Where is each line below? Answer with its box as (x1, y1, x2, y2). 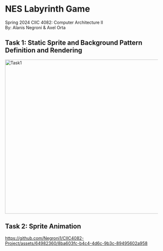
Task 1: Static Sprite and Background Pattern (5, 39, 143, 47)
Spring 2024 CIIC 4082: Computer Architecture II (5, 19, 103, 25)
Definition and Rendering (5, 46, 82, 54)
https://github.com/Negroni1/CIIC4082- (5, 235, 84, 241)
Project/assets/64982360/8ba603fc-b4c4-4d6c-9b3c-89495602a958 (5, 240, 148, 246)
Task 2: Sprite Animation (5, 222, 81, 231)
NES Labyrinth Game (5, 3, 90, 15)
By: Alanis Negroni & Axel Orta (5, 24, 66, 30)
